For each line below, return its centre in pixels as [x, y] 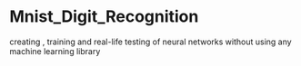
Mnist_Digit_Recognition [104, 17]
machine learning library [55, 51]
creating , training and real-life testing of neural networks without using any [151, 42]
